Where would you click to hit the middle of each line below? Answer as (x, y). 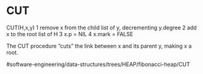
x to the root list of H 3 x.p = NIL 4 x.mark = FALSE (70, 34)
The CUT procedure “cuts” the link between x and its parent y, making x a (99, 46)
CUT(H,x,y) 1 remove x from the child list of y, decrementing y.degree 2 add (102, 28)
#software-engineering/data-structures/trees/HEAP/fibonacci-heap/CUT (98, 64)
